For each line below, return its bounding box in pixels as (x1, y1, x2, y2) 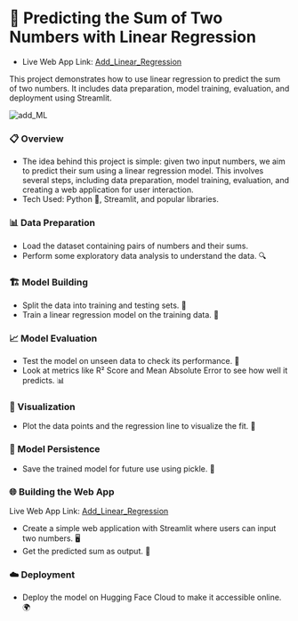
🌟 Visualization (9, 400, 76, 413)
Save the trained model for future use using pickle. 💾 (21, 463, 215, 474)
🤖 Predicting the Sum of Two (9, 8, 223, 28)
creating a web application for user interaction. (21, 184, 194, 195)
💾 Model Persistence (9, 443, 101, 456)
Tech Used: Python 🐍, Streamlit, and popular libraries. (21, 194, 220, 205)
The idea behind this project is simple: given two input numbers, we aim (21, 156, 286, 167)
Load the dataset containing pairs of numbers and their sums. (21, 240, 249, 251)
